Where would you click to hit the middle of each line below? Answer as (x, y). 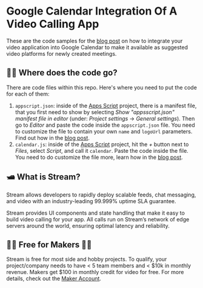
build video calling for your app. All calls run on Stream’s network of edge (98, 219)
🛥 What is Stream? (43, 177)
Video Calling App (53, 24)
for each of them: (28, 94)
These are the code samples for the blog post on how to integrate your (95, 41)
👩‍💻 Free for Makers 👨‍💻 (49, 245)
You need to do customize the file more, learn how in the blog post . (99, 157)
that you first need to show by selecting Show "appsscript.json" (95, 112)
